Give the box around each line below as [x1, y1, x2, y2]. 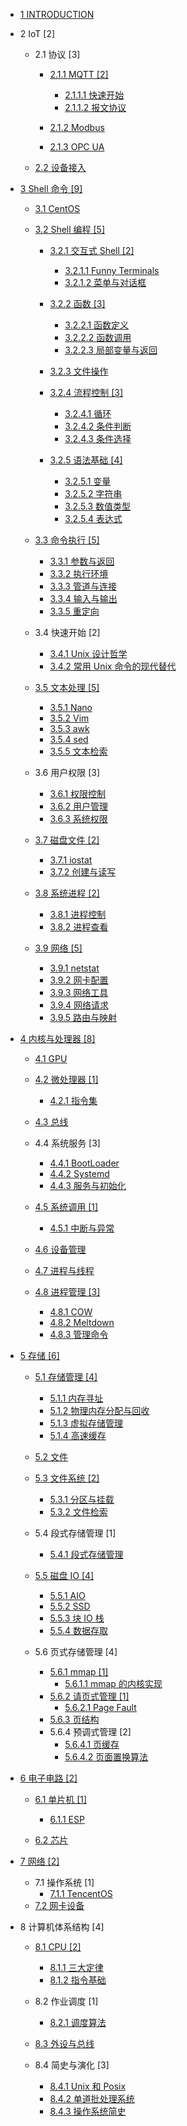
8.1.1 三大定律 [49, 1962, 104, 1973]
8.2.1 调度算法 [49, 2017, 107, 2028]
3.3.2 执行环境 [49, 568, 109, 579]
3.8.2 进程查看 [49, 921, 109, 933]
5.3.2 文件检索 [49, 1506, 108, 1518]
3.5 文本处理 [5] [34, 682, 100, 693]
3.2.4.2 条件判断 [64, 420, 132, 432]
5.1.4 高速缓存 [49, 1430, 107, 1441]
